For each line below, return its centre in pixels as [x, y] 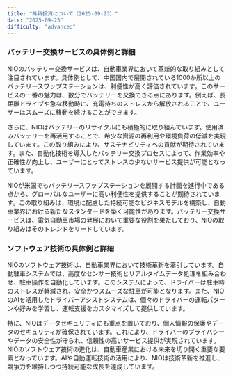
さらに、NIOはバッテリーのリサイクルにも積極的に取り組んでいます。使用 [112, 127]
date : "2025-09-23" [35, 20]
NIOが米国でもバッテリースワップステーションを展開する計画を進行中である [116, 185]
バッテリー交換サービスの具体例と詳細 [71, 52]
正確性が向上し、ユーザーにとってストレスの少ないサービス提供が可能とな [114, 161]
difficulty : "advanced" [42, 26]
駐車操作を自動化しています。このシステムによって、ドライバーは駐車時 [122, 282]
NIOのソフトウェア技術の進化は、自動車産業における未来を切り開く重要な [113, 349]
